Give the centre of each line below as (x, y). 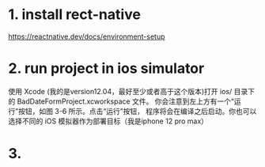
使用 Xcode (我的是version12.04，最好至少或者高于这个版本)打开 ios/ (120, 91)
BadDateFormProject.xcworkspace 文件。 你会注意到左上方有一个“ (126, 101)
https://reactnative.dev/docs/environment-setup (87, 36)
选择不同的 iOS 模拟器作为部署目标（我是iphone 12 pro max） (108, 121)
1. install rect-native (74, 15)
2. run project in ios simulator (106, 68)
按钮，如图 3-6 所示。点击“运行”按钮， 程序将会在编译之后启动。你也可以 (138, 111)
